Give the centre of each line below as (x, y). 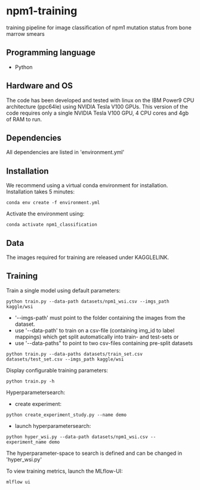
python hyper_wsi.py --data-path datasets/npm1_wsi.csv (77, 437)
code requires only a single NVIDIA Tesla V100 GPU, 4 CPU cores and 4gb (98, 113)
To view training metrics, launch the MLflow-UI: (64, 471)
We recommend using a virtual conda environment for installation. (87, 186)
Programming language (51, 53)
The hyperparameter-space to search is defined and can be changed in (94, 453)
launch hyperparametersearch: (53, 426)
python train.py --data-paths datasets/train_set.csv (75, 354)
